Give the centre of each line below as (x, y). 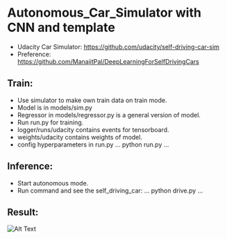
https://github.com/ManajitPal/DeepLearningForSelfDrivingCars (108, 61)
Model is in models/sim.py (54, 107)
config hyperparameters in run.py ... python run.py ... (93, 145)
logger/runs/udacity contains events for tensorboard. (93, 129)
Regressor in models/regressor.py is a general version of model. (109, 115)
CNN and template (61, 27)
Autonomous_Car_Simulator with (104, 13)
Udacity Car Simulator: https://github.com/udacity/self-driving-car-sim (118, 47)
